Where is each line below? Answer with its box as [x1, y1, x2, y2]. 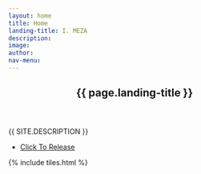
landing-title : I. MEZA [8, 26, 88, 34]
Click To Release [19, 142, 75, 152]
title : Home [8, 19, 48, 27]
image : [8, 42, 30, 50]
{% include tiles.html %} [8, 158, 88, 168]
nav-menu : [8, 57, 42, 65]
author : [8, 49, 34, 57]
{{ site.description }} [8, 127, 89, 136]
